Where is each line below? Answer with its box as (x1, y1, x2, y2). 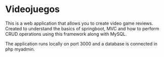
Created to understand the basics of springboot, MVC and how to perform (5, 25, 159, 31)
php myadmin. (5, 46, 35, 52)
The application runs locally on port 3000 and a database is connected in (5, 40, 158, 46)
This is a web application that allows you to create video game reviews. (5, 20, 153, 26)
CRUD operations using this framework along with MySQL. (5, 31, 127, 37)
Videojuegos (5, 4, 60, 15)
